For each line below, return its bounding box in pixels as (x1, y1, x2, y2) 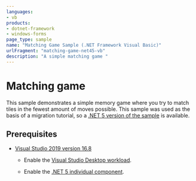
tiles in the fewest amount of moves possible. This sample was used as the (6, 105, 190, 113)
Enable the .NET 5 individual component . (23, 168, 124, 176)
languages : (6, 8, 33, 15)
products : (6, 20, 31, 26)
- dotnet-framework (6, 25, 55, 32)
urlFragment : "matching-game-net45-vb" (6, 48, 106, 54)
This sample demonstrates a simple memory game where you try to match (6, 99, 189, 106)
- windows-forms (6, 31, 47, 37)
